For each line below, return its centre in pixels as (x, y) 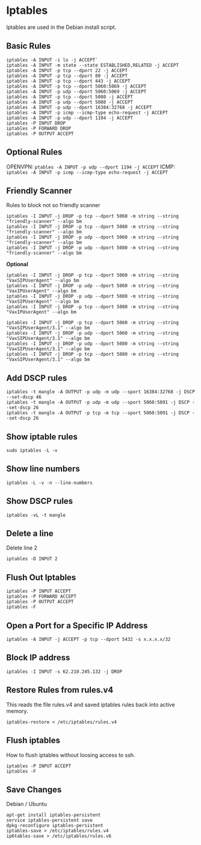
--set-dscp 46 (24, 397)
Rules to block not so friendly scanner (53, 205)
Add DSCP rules (37, 378)
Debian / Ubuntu (26, 804)
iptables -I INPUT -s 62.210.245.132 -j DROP (64, 672)
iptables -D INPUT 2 (32, 559)
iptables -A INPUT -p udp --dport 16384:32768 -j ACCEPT (79, 107)
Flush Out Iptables (41, 577)
